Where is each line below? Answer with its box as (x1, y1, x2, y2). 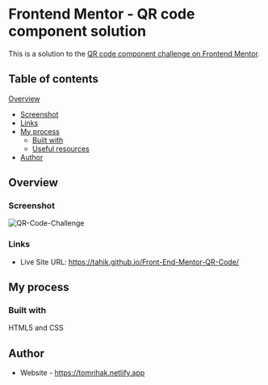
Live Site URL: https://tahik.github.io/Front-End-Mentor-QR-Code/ (19, 256, 240, 267)
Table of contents (8, 72, 98, 86)
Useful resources (31, 143, 90, 154)
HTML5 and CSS (8, 323, 65, 332)
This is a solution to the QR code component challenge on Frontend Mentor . (8, 49, 260, 58)
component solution (8, 22, 147, 40)
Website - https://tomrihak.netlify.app (19, 368, 145, 378)
